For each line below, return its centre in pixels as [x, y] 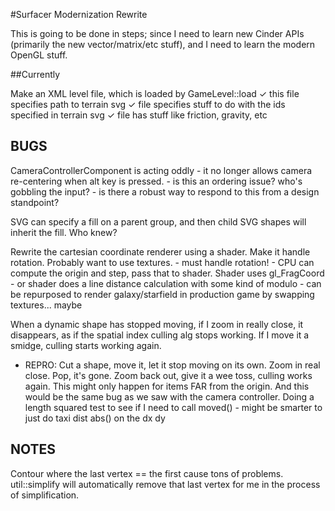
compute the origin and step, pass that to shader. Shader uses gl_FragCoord [167, 273]
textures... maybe [46, 305]
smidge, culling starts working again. [86, 345]
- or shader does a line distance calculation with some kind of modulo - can [166, 283]
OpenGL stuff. [39, 55]
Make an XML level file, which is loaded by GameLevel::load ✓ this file [155, 93]
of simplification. [45, 495]
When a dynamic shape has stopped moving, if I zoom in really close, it [157, 324]
